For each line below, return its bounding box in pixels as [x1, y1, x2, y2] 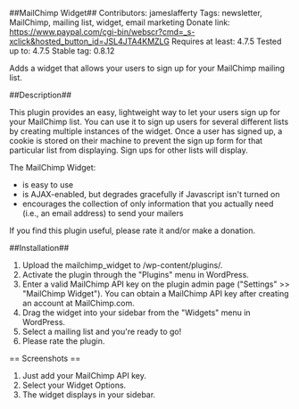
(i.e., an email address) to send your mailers [21, 208, 184, 218]
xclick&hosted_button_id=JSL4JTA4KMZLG [9, 36, 170, 46]
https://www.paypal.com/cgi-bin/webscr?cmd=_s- [9, 27, 195, 37]
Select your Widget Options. [21, 380, 127, 390]
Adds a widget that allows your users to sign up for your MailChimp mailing [9, 63, 286, 73]
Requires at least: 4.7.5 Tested [170, 36, 282, 46]
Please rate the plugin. [21, 336, 105, 346]
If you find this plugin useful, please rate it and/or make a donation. [9, 225, 256, 236]
